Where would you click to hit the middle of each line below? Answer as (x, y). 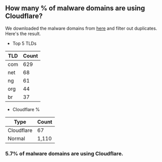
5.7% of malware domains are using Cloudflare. (64, 153)
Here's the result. (23, 33)
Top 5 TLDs (24, 43)
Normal (16, 138)
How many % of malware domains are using (75, 8)
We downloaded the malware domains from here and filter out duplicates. (81, 28)
